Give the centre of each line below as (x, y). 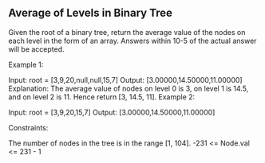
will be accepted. (37, 49)
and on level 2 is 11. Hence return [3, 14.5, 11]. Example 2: (102, 97)
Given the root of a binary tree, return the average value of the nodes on (127, 32)
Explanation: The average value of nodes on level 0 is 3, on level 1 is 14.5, (129, 88)
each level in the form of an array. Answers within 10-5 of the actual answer (132, 41)
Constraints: (28, 127)
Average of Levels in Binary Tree (91, 13)
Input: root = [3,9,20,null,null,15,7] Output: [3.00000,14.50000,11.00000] (125, 80)
